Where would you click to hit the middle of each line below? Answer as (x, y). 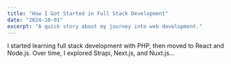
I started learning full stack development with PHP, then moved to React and (116, 46)
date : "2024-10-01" (35, 20)
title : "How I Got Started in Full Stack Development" (88, 13)
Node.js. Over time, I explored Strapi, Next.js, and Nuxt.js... (91, 53)
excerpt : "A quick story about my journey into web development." (105, 26)
